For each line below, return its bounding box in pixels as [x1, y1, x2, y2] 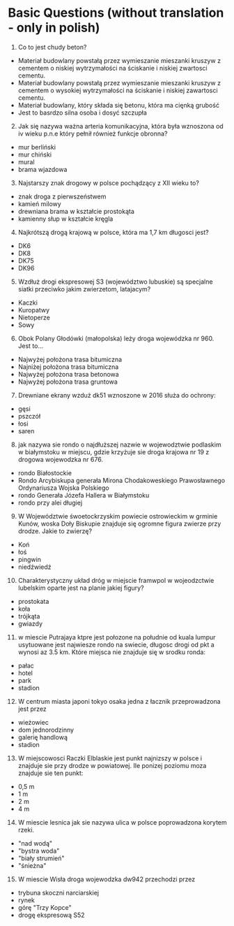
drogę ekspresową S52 [17, 911, 86, 919]
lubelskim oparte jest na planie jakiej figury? [17, 584, 145, 592]
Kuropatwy [17, 305, 50, 314]
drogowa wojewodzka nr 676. [17, 455, 104, 463]
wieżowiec [17, 718, 49, 726]
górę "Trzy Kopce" [17, 903, 72, 911]
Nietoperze [17, 313, 51, 321]
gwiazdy [17, 619, 43, 628]
